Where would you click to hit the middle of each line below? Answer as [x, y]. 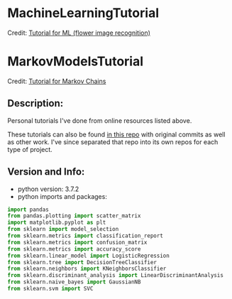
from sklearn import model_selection [63, 229]
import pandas [28, 210]
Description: [35, 103]
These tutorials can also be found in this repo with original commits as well [116, 134]
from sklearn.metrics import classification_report [85, 236]
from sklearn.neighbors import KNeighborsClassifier [87, 269]
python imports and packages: [62, 196]
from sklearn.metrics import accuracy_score [74, 249]
